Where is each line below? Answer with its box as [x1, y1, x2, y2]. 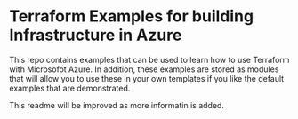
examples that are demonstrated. [9, 83, 131, 93]
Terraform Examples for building [9, 6, 254, 27]
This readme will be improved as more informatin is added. [9, 99, 225, 110]
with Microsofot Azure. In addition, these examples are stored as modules [9, 64, 279, 75]
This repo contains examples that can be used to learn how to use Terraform [9, 54, 290, 65]
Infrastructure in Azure [9, 25, 182, 45]
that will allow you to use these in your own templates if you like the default [9, 73, 285, 83]
